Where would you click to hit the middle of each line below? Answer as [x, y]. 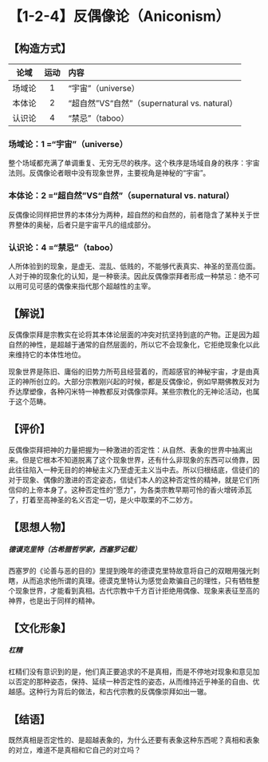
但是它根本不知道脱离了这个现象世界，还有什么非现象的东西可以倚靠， [137, 459]
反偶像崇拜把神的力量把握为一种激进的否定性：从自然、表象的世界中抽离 [127, 450]
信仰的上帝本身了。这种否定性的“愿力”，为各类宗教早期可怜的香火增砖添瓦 [130, 490]
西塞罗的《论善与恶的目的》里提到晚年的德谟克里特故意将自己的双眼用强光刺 [134, 570]
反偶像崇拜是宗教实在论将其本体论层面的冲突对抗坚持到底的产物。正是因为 [130, 334]
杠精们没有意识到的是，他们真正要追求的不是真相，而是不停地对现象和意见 [130, 672]
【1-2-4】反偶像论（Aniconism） [119, 16]
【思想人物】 [40, 527]
